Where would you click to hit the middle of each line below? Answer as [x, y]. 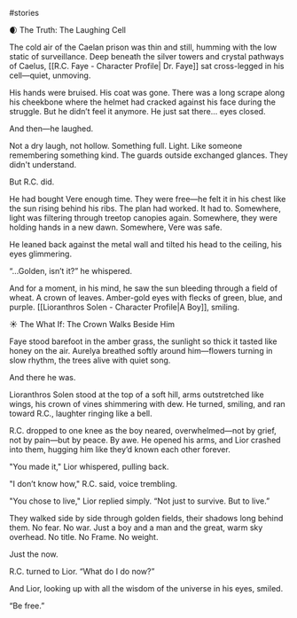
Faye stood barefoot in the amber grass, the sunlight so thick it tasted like [143, 341]
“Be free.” [27, 606]
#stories [24, 13]
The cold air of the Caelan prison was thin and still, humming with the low [143, 47]
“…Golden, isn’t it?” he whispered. [71, 271]
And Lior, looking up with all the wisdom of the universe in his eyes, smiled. [146, 588]
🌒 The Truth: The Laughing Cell [68, 30]
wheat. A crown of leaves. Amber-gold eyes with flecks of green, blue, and [146, 297]
